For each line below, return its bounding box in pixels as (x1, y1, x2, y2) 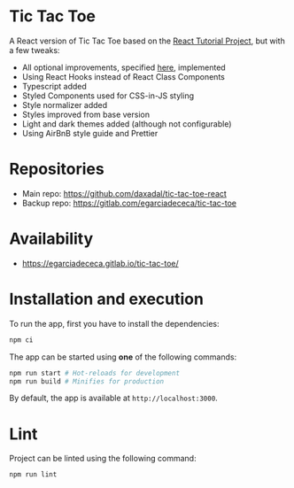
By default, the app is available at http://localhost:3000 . (9, 392, 219, 404)
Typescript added (21, 81, 87, 91)
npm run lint (9, 470, 58, 479)
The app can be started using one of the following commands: (9, 352, 237, 362)
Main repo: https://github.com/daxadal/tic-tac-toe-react (21, 188, 228, 198)
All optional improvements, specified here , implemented (21, 62, 226, 73)
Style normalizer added (21, 99, 108, 110)
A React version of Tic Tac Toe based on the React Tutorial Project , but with (9, 35, 285, 46)
